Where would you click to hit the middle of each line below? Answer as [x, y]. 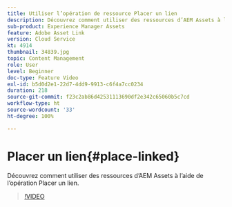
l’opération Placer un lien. [43, 183]
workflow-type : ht [33, 103]
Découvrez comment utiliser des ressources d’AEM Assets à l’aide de [105, 175]
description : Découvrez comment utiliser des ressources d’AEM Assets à [114, 20]
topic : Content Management [46, 59]
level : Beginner [30, 71]
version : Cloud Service [41, 39]
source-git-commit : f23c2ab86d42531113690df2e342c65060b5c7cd [98, 97]
